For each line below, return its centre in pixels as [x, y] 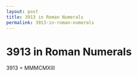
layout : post [22, 11]
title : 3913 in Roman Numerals [45, 17]
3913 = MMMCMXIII [31, 68]
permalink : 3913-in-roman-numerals [50, 22]
